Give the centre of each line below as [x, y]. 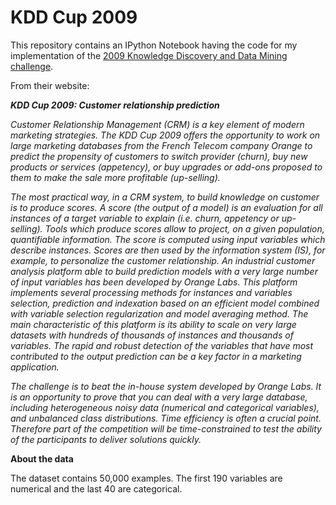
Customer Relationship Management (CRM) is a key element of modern [157, 124]
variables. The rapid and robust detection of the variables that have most [162, 345]
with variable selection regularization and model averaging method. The [159, 313]
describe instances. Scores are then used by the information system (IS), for [168, 250]
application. [35, 367]
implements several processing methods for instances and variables [151, 292]
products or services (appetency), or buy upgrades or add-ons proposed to [166, 167]
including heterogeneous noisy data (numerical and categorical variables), [165, 407]
